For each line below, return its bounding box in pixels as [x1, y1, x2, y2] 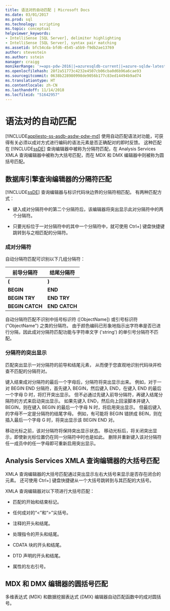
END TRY [47, 295, 70, 302]
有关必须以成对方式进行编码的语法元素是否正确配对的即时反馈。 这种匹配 [9, 140, 162, 146]
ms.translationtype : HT [5, 78, 56, 83]
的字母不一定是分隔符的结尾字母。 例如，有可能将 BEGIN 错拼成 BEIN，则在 [5, 411, 162, 417]
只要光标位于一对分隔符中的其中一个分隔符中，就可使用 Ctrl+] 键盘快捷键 [12, 223, 165, 229]
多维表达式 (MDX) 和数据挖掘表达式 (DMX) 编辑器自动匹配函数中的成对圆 [5, 594, 157, 600]
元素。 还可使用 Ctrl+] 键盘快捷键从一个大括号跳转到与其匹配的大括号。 [5, 477, 154, 483]
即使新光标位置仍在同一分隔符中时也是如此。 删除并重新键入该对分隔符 [14, 434, 162, 440]
